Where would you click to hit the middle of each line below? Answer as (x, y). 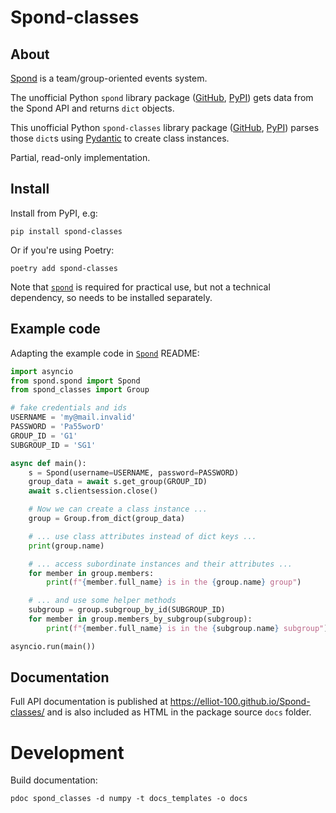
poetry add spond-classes (64, 268)
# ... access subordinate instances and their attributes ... (160, 564)
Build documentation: (54, 780)
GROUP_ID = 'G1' (44, 436)
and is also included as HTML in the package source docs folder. (179, 712)
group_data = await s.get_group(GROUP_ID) (118, 482)
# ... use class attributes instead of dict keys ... (142, 536)
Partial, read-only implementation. (80, 157)
